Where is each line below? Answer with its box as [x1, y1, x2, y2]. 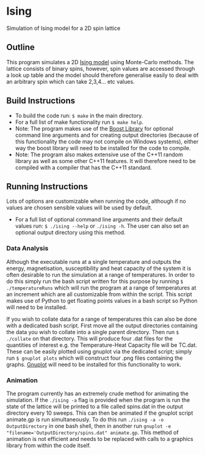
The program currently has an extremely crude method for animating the [6, 390, 189, 397]
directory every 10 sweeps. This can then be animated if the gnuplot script [6, 409, 193, 417]
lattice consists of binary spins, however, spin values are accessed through [6, 65, 195, 72]
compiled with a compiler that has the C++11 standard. [15, 164, 153, 171]
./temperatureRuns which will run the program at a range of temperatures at [6, 284, 196, 291]
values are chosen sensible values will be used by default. [6, 204, 153, 211]
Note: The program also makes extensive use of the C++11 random [15, 151, 183, 158]
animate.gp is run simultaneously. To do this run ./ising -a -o [6, 415, 164, 423]
